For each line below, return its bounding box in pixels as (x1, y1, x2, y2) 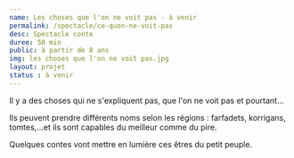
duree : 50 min (9, 37, 62, 47)
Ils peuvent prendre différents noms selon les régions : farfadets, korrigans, (9, 112, 287, 122)
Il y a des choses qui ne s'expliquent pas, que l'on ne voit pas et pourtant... (9, 95, 284, 106)
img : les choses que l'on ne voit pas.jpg (9, 54, 169, 63)
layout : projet (9, 63, 66, 72)
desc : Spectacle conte (9, 29, 94, 38)
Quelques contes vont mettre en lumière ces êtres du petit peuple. (9, 138, 252, 149)
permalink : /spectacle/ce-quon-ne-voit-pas (9, 21, 174, 30)
